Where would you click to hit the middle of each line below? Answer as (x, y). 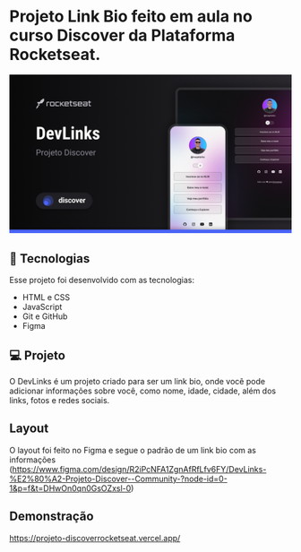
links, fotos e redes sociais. (60, 401)
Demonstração (52, 517)
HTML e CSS (46, 298)
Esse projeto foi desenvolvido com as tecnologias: (102, 280)
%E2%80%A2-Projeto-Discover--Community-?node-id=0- (119, 479)
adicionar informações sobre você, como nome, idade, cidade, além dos (142, 391)
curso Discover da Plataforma (122, 35)
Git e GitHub (45, 316)
